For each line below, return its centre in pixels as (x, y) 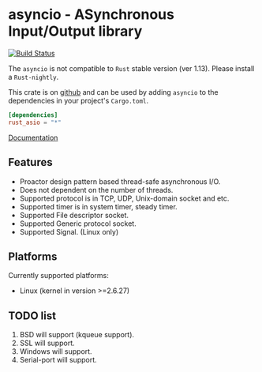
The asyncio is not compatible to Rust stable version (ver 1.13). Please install (131, 68)
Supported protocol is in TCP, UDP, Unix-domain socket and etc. (124, 198)
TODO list (32, 316)
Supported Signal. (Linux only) (69, 231)
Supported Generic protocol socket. (78, 224)
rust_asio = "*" (35, 122)
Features (30, 162)
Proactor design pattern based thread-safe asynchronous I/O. (120, 181)
